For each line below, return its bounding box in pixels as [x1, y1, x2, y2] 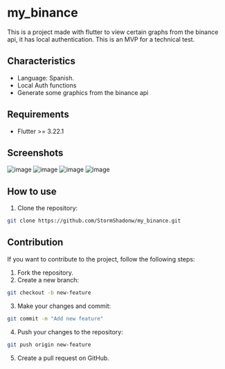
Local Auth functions [17, 81, 77, 89]
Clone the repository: [17, 204, 78, 212]
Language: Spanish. [17, 74, 75, 82]
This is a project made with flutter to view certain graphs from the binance [7, 28, 219, 36]
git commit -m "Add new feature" [7, 315, 104, 322]
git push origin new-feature [7, 341, 91, 348]
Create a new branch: [17, 275, 80, 284]
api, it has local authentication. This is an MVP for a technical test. [7, 35, 195, 43]
